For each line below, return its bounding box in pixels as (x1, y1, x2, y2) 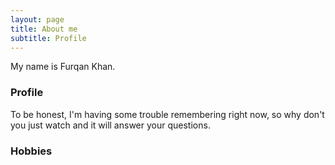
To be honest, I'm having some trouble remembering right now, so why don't (10, 108, 325, 120)
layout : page (10, 14, 65, 25)
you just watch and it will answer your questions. (10, 119, 211, 131)
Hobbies (10, 144, 53, 158)
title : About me (10, 24, 78, 34)
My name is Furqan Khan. (10, 61, 116, 73)
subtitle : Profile (10, 33, 87, 43)
